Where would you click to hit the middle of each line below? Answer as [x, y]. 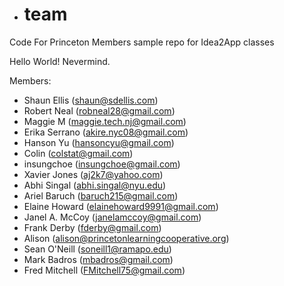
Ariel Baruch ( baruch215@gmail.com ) [101, 195]
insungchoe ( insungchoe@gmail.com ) [102, 164]
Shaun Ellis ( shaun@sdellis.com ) [91, 100]
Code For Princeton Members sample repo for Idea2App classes [142, 42]
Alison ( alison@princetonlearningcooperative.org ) [126, 238]
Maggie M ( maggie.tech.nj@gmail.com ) [105, 121]
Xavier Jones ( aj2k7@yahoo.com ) [93, 174]
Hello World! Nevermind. [60, 61]
